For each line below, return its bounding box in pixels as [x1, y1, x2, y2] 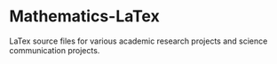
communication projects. [9, 44, 100, 55]
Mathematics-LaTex [9, 6, 160, 27]
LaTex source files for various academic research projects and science [9, 36, 268, 46]
